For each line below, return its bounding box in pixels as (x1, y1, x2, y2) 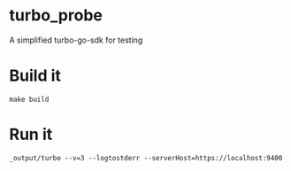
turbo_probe (9, 5, 103, 26)
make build (9, 95, 50, 104)
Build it (9, 66, 62, 86)
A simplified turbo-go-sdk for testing (9, 35, 143, 45)
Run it (9, 125, 53, 144)
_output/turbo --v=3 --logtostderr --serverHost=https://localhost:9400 (9, 153, 283, 162)
